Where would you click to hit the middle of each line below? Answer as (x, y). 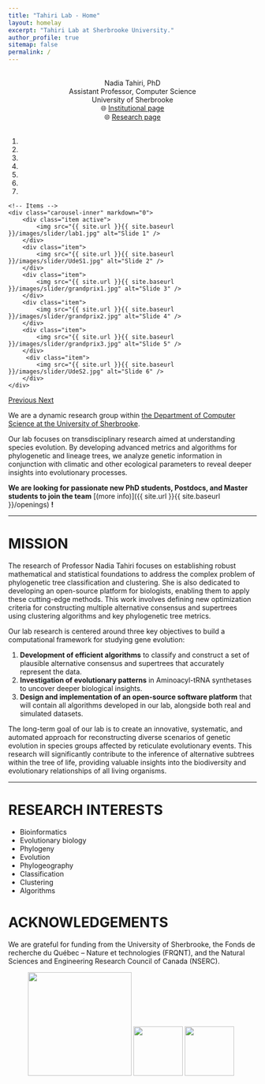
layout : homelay (35, 23)
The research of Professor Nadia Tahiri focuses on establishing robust (122, 566)
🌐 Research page (132, 117)
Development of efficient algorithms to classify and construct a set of (134, 655)
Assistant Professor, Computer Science (132, 91)
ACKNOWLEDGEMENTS (88, 923)
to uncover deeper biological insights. (81, 688)
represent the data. (51, 671)
